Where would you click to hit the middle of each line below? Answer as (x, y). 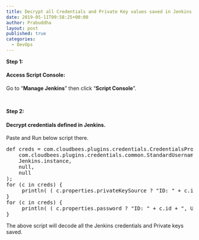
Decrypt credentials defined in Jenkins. (56, 124)
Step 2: (15, 111)
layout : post (22, 28)
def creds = (23, 149)
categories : (21, 39)
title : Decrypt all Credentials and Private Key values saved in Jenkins (99, 12)
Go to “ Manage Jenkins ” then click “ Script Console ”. (71, 88)
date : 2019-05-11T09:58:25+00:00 (47, 17)
